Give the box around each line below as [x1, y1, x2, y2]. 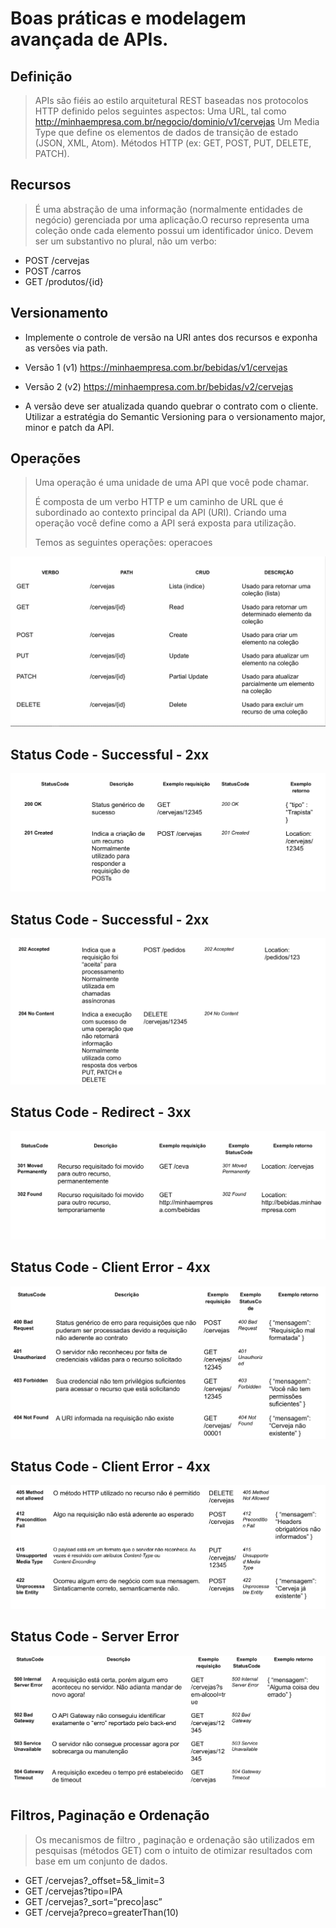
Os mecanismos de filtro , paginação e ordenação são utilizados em [34, 1833, 315, 1846]
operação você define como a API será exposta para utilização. [34, 517, 297, 529]
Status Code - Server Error [10, 1628, 180, 1646]
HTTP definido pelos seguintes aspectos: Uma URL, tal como [34, 105, 287, 117]
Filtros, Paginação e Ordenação [10, 1807, 210, 1824]
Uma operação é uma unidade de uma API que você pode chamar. [34, 477, 310, 489]
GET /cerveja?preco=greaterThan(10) [24, 1906, 179, 1918]
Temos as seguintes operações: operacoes [34, 537, 213, 549]
